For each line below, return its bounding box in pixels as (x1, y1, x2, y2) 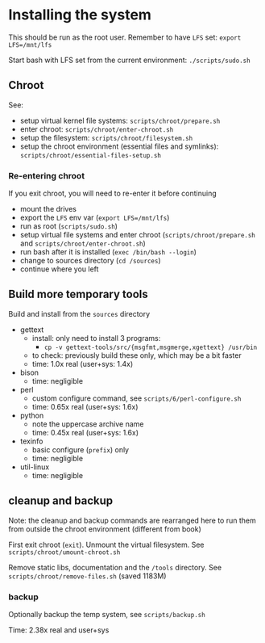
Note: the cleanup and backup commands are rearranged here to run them (8, 515, 256, 525)
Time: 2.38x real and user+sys (8, 624, 110, 635)
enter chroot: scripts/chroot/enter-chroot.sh (19, 124, 174, 134)
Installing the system (8, 6, 151, 24)
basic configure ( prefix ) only (31, 444, 130, 454)
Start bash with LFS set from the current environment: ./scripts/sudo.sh (8, 55, 251, 65)
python (19, 410, 44, 420)
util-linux (19, 462, 50, 472)
